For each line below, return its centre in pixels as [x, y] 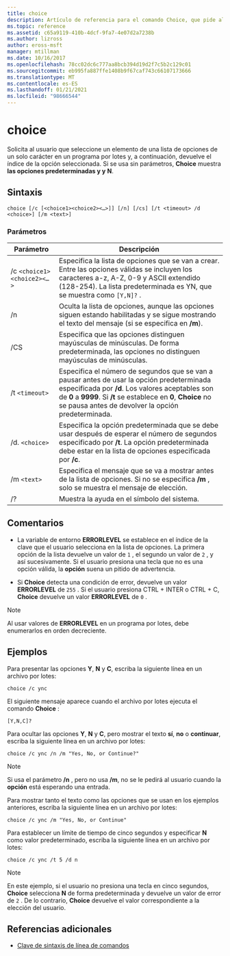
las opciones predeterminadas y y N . [61, 171]
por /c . [69, 460]
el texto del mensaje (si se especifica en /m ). [131, 323]
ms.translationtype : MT [41, 77]
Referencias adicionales [60, 929]
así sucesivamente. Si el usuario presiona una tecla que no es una [110, 561]
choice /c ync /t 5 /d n [42, 860]
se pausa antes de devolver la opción [119, 406]
